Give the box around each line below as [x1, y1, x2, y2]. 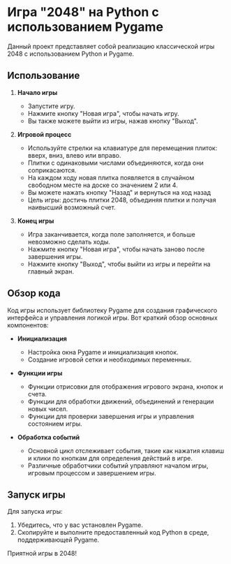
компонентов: [7, 320, 49, 329]
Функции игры [17, 369, 63, 377]
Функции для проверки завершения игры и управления [27, 412, 194, 420]
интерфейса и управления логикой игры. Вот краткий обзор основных [7, 313, 218, 322]
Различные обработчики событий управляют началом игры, [27, 461, 209, 470]
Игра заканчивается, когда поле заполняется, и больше [27, 230, 195, 238]
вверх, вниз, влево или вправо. [27, 151, 121, 159]
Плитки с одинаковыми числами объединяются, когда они [27, 158, 204, 167]
